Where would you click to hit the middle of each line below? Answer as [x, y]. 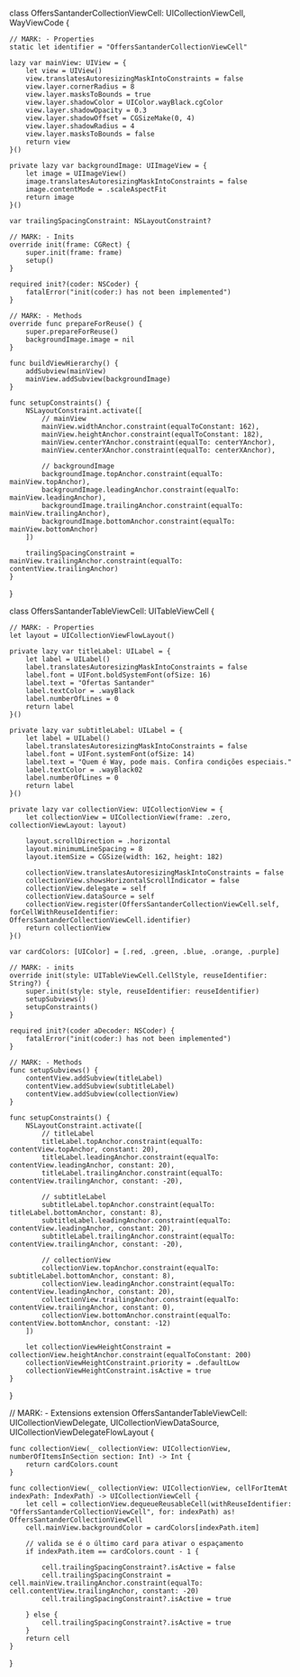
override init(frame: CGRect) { [70, 245]
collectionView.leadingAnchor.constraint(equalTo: [139, 1284]
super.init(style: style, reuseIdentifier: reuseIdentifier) [142, 991]
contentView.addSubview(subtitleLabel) [100, 1086]
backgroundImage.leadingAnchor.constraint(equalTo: [141, 490]
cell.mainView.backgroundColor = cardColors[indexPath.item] [142, 1528]
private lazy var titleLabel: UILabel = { [90, 651]
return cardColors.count [72, 1465]
